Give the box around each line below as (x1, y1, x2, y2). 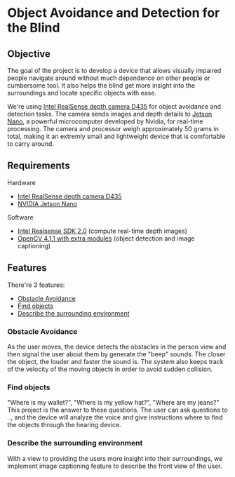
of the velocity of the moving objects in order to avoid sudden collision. (7, 365, 213, 373)
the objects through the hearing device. (7, 421, 121, 429)
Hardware (7, 178, 36, 187)
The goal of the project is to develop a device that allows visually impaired (7, 67, 222, 74)
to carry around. (7, 140, 55, 148)
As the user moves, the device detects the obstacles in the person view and (7, 342, 227, 351)
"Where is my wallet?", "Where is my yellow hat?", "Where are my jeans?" (7, 398, 220, 407)
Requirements (7, 160, 70, 172)
